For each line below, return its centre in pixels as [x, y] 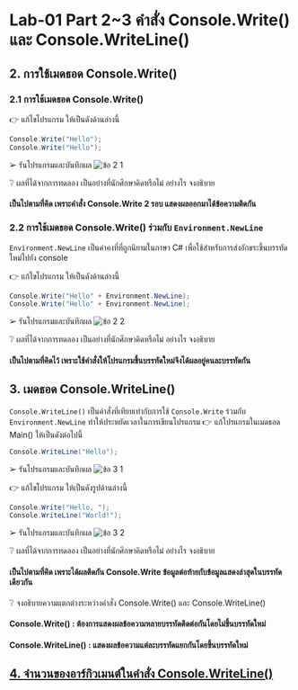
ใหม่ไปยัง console [39, 257]
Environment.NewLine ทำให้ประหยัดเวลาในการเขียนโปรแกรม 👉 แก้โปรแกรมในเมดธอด [145, 421]
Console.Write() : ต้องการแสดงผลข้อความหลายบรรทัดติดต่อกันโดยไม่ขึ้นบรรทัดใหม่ [138, 624]
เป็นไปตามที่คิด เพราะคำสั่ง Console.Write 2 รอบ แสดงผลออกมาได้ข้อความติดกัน [133, 204]
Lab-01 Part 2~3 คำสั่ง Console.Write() [149, 20]
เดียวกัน [21, 582]
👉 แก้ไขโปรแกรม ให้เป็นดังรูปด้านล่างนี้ [68, 488]
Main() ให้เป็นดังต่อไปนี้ [46, 435]
